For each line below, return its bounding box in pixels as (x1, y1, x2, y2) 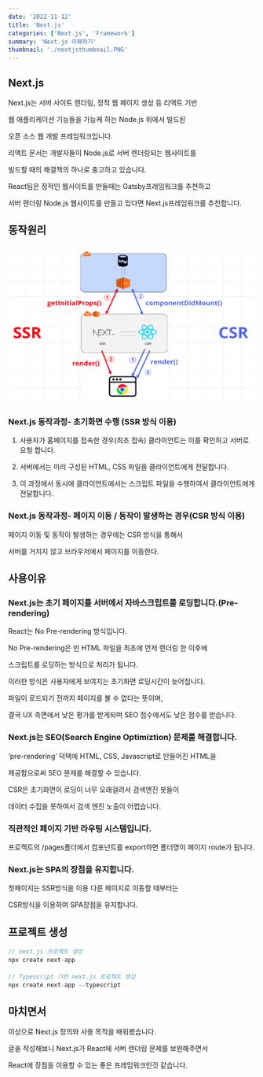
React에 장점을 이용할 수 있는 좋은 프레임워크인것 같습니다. (8, 1060, 188, 1070)
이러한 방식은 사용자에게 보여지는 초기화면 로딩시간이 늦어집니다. (8, 677, 206, 687)
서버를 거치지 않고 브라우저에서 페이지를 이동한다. (8, 546, 159, 556)
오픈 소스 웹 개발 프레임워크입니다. (8, 131, 113, 141)
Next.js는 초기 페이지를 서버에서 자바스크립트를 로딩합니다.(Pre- (8, 597, 239, 608)
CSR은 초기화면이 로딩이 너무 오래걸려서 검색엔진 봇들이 (8, 784, 180, 794)
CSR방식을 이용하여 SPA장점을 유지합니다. (8, 900, 138, 909)
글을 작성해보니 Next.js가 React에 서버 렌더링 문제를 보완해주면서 (8, 1044, 209, 1053)
